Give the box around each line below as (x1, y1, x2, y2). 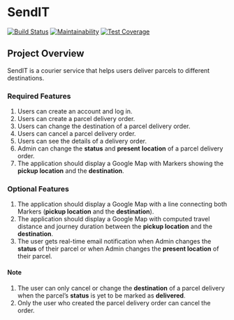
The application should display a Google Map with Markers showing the (17, 159, 224, 168)
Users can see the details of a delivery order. (17, 137, 147, 146)
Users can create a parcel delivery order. (17, 115, 136, 123)
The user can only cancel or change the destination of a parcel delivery (17, 284, 225, 292)
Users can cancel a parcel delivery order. (17, 130, 136, 138)
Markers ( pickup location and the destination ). (17, 207, 154, 216)
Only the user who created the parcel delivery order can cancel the (17, 298, 211, 307)
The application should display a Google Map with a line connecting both (17, 200, 227, 209)
